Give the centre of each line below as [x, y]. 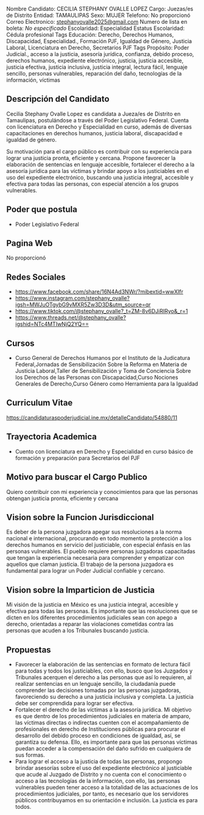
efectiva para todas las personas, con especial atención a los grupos [93, 184]
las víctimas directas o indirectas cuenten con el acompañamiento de [102, 722]
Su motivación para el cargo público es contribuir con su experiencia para [99, 151]
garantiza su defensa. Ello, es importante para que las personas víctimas [106, 742]
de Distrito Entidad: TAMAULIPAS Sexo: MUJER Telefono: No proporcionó [98, 15]
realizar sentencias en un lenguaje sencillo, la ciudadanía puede [95, 683]
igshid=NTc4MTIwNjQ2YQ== [52, 324]
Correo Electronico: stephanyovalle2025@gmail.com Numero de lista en [97, 22]
